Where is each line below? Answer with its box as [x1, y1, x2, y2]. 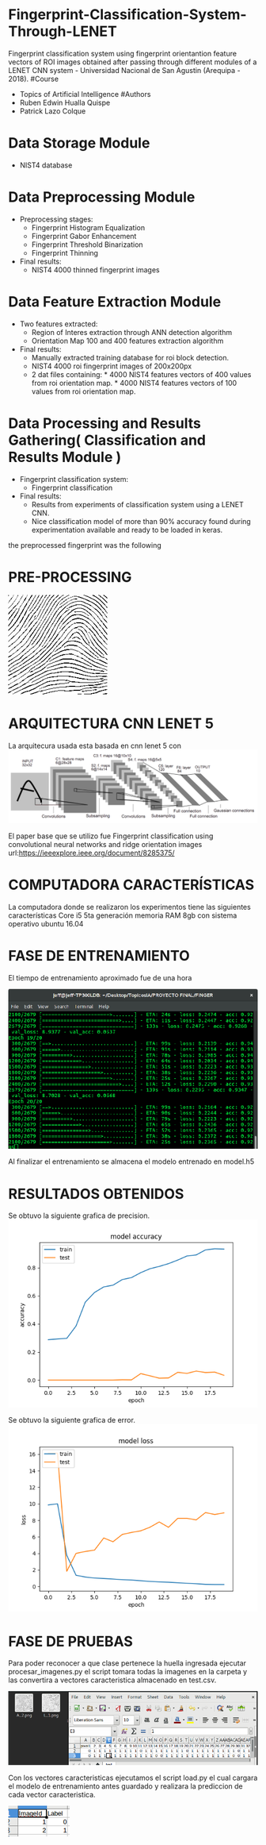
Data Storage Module [8, 134, 150, 152]
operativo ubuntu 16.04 [8, 919, 84, 929]
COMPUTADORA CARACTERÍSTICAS [8, 876, 255, 894]
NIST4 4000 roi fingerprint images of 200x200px [31, 361, 192, 371]
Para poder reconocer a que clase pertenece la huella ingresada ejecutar [8, 1658, 247, 1668]
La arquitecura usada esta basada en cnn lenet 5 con [8, 741, 182, 750]
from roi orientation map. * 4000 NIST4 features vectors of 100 [31, 378, 237, 387]
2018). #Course [8, 74, 59, 83]
